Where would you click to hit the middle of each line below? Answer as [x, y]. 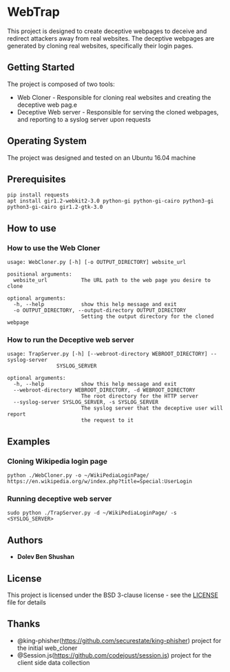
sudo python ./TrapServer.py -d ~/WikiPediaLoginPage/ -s [92, 513]
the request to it [107, 420]
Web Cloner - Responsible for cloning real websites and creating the [114, 97]
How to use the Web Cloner [54, 247]
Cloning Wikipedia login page [57, 461]
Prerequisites [36, 179]
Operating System [47, 141]
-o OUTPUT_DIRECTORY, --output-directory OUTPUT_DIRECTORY [100, 311]
